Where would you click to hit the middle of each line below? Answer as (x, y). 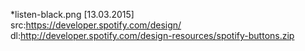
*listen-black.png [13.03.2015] (72, 14)
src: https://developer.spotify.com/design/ (96, 25)
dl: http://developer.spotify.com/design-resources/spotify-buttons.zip (152, 35)
